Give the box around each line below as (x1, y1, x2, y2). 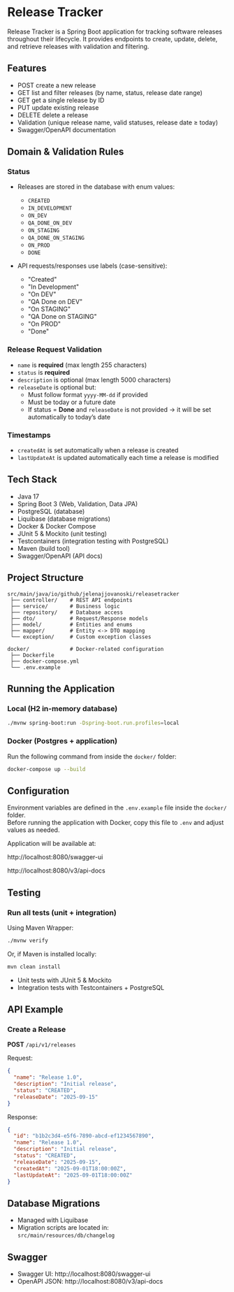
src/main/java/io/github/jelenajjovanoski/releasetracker (7, 590, 180, 598)
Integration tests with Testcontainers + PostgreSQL (17, 983, 165, 991)
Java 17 (17, 492, 40, 501)
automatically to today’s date (27, 412, 110, 421)
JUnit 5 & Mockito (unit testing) (17, 529, 107, 538)
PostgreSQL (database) (17, 507, 85, 515)
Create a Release (7, 1024, 66, 1034)
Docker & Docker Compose (17, 522, 96, 530)
